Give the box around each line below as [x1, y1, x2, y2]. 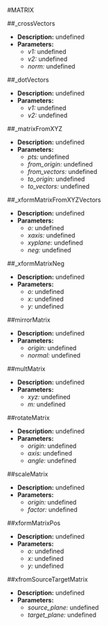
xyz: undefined [27, 393, 71, 401]
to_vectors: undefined [27, 182, 90, 190]
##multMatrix [7, 365, 46, 373]
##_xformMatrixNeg [7, 259, 64, 268]
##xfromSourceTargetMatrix [7, 575, 89, 583]
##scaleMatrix [7, 470, 48, 478]
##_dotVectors [7, 76, 50, 84]
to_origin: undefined [27, 175, 85, 183]
